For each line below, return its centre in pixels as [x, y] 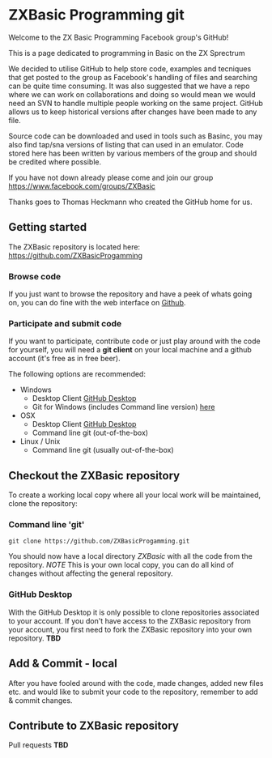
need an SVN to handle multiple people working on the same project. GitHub [136, 103]
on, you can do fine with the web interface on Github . [97, 303]
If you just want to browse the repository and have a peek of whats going [130, 294]
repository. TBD [35, 638]
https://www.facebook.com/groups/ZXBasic [82, 186]
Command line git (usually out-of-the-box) [103, 450]
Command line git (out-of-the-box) [90, 433]
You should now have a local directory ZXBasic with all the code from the [130, 556]
